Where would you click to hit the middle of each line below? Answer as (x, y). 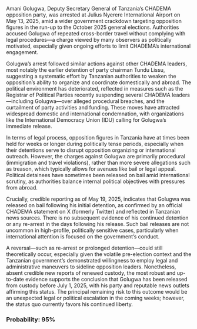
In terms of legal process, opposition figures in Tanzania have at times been (98, 137)
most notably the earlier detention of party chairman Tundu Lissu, (86, 70)
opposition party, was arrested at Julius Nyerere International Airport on (93, 15)
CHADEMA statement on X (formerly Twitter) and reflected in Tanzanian (93, 212)
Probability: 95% (31, 319)
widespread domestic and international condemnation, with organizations (95, 114)
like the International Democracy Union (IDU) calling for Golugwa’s (86, 120)
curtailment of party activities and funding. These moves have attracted (93, 107)
